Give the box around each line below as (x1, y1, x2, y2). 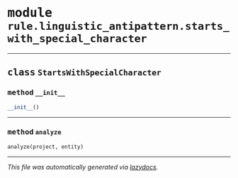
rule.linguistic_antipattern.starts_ (7, 20, 230, 33)
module (7, 5, 53, 21)
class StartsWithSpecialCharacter (7, 67, 161, 79)
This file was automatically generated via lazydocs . (7, 162, 159, 171)
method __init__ (7, 88, 65, 97)
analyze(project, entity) (7, 143, 84, 150)
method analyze (7, 128, 62, 137)
